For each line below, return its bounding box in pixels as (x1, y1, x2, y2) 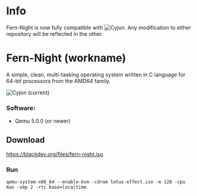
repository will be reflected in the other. (6, 30, 103, 37)
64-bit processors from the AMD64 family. (6, 77, 111, 84)
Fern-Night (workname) (6, 51, 127, 65)
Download (6, 134, 45, 145)
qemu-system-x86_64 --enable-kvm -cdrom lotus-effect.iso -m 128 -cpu (6, 179, 186, 185)
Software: (6, 103, 36, 112)
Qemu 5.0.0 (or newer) (14, 118, 71, 125)
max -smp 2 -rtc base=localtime (6, 184, 87, 191)
